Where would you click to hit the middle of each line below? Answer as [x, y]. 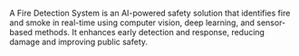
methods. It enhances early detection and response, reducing [150, 32]
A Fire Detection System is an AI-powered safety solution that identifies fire [150, 13]
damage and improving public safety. [78, 42]
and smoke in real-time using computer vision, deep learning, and [132, 23]
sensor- [271, 23]
